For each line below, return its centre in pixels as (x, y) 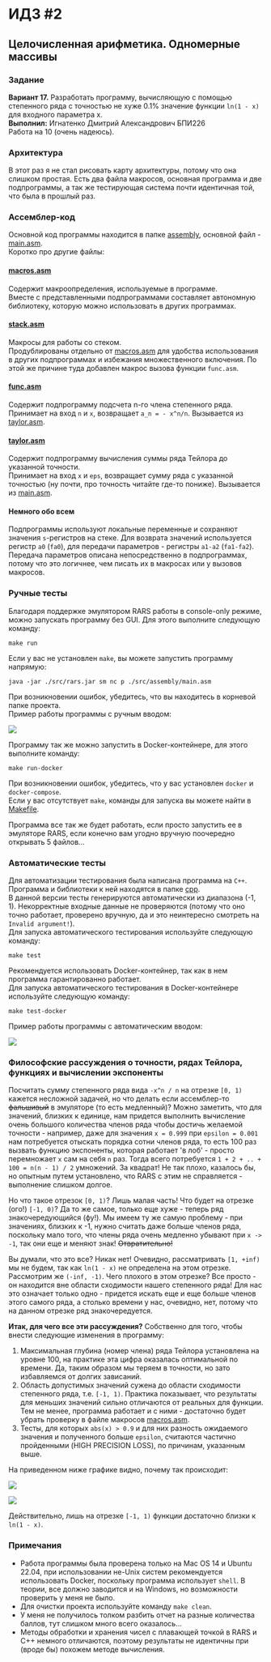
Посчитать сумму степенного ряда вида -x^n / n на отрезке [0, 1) (125, 1090)
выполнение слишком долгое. (61, 1185)
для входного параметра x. (55, 114)
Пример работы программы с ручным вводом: (90, 714)
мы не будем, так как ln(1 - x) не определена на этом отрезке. (120, 1268)
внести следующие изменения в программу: (86, 1335)
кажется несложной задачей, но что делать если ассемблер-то (119, 1099)
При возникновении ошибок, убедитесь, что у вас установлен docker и (131, 783)
